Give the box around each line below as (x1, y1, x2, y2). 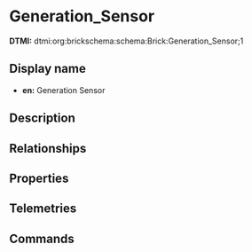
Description (9, 111, 75, 126)
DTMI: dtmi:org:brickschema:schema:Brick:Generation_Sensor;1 (9, 35, 244, 46)
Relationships (9, 140, 87, 156)
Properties (9, 170, 69, 185)
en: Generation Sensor (21, 84, 106, 95)
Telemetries (9, 201, 77, 217)
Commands (9, 231, 75, 246)
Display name (9, 61, 86, 76)
